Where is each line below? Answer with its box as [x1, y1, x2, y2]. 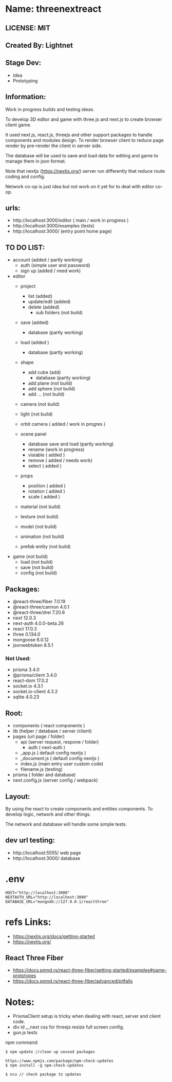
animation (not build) [20, 533, 65, 540]
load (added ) [20, 339, 49, 346]
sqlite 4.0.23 [12, 694, 40, 700]
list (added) [28, 293, 53, 299]
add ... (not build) [28, 391, 65, 398]
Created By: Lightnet [5, 41, 73, 49]
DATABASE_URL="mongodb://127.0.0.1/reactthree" [5, 899, 109, 904]
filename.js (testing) [20, 766, 63, 772]
